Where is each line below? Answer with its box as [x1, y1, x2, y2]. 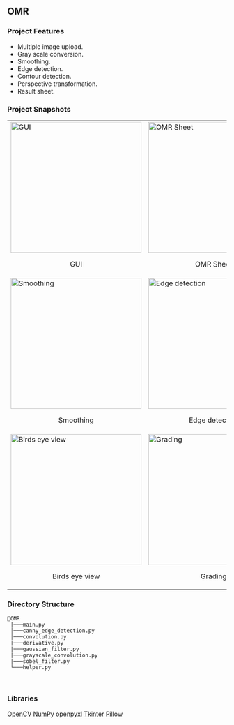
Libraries [7, 694, 38, 703]
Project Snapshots [7, 104, 71, 114]
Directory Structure [7, 599, 75, 609]
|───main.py [10, 621, 45, 629]
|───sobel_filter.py [10, 658, 70, 665]
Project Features [7, 27, 65, 36]
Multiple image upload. [17, 42, 84, 51]
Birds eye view [52, 571, 100, 581]
